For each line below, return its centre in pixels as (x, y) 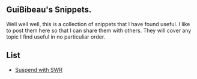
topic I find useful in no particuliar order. (56, 37)
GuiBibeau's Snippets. (49, 10)
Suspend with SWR (39, 69)
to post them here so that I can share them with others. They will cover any (99, 30)
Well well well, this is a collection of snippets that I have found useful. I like (98, 24)
